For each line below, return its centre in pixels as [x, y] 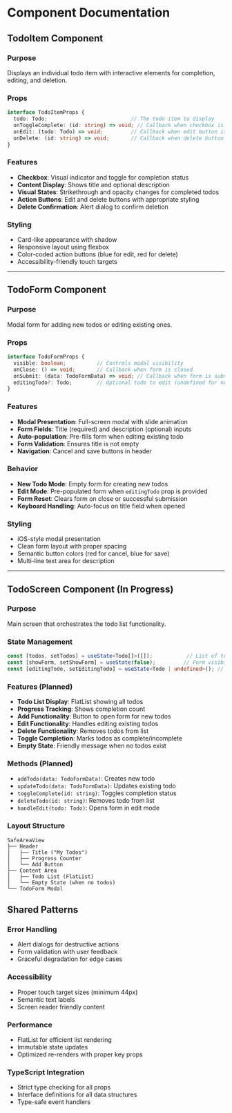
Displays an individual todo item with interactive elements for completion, [111, 73]
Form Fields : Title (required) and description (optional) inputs [104, 429]
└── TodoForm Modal [35, 888]
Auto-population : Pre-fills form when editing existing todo [100, 436]
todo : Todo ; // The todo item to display [114, 119]
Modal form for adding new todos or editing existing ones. [90, 324]
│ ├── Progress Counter [44, 858]
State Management [40, 642]
